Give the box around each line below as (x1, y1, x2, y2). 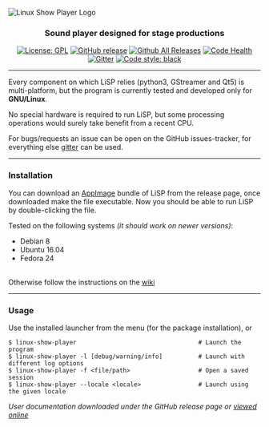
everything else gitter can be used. (8, 143, 123, 152)
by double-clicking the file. (8, 205, 97, 215)
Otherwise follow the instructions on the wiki (8, 277, 155, 287)
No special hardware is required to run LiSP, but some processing (8, 110, 225, 119)
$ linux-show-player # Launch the (8, 338, 242, 346)
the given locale (8, 387, 66, 396)
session (8, 373, 34, 381)
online (8, 409, 29, 420)
